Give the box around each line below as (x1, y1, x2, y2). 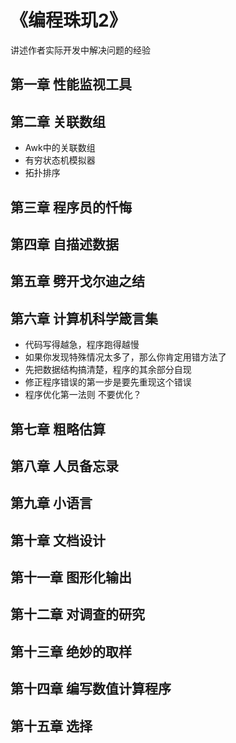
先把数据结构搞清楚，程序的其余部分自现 (24, 364, 192, 376)
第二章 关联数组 (10, 113, 106, 130)
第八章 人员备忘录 (10, 457, 119, 475)
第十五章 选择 (10, 717, 93, 735)
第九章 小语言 (10, 495, 93, 512)
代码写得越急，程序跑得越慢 (24, 339, 140, 351)
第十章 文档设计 (10, 532, 106, 549)
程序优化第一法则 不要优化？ (24, 389, 142, 401)
